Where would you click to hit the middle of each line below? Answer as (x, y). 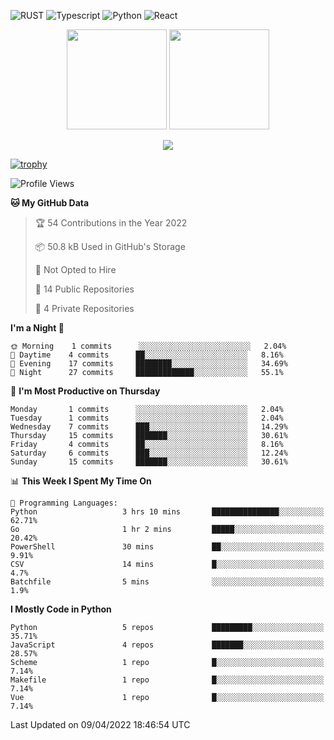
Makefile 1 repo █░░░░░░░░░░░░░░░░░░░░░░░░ (167, 680)
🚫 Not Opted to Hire (75, 269)
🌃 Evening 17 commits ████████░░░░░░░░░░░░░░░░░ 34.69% (149, 364)
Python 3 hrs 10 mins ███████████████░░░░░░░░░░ (167, 512)
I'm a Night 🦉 (37, 328)
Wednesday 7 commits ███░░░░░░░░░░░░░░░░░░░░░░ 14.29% (149, 427)
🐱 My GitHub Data (50, 203)
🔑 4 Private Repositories (84, 308)
